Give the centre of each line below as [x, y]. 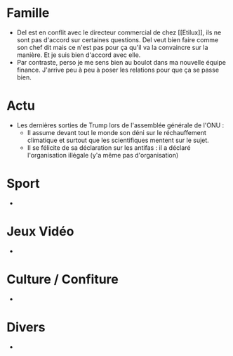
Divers [26, 327]
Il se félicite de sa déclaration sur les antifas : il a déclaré [109, 147]
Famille [28, 13]
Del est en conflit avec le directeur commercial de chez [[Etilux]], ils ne [119, 32]
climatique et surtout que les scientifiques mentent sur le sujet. [118, 140]
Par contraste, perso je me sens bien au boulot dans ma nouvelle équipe [121, 62]
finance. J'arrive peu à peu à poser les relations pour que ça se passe [118, 70]
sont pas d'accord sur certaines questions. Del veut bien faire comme [118, 39]
